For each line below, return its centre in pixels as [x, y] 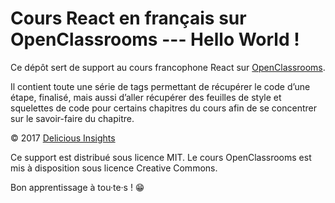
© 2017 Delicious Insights [63, 138]
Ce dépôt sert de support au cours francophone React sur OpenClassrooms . [168, 67]
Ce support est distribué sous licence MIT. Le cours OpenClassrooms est [161, 157]
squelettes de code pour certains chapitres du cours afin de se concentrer [164, 108]
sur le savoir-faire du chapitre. [72, 118]
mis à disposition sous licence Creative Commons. [114, 168]
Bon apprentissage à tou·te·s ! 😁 [77, 187]
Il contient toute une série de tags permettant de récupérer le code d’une [160, 86]
